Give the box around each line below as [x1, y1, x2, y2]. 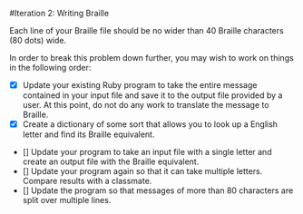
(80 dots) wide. [9, 35, 66, 45]
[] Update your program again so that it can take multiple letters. [22, 166, 263, 177]
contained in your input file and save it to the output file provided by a [22, 90, 283, 101]
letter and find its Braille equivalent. [22, 129, 155, 140]
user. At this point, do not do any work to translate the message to [22, 100, 269, 111]
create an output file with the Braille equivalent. [22, 156, 200, 167]
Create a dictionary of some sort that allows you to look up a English [22, 119, 279, 130]
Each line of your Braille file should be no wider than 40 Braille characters [9, 25, 284, 35]
